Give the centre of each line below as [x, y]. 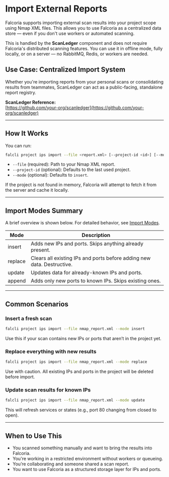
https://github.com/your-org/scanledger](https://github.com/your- [75, 107]
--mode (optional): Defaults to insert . [51, 175]
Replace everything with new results [51, 351]
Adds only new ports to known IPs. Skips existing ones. [96, 281]
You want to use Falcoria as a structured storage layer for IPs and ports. [87, 469]
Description [96, 235]
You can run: [18, 145]
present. [40, 250]
